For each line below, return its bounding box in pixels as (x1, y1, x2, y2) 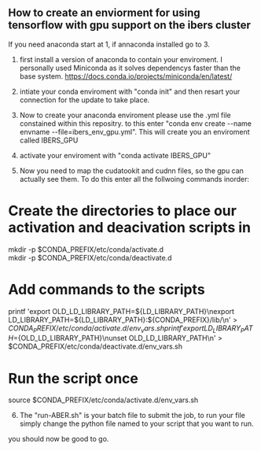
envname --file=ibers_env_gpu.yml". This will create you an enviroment (19, 127, 250, 136)
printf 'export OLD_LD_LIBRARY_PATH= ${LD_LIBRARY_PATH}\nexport (8, 306, 234, 316)
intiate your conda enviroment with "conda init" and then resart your (19, 87, 241, 96)
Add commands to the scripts (8, 280, 206, 298)
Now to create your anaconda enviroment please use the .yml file (19, 110, 231, 120)
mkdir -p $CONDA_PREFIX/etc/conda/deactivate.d (8, 253, 172, 262)
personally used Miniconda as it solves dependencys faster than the (19, 63, 241, 72)
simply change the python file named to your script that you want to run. (19, 419, 254, 428)
